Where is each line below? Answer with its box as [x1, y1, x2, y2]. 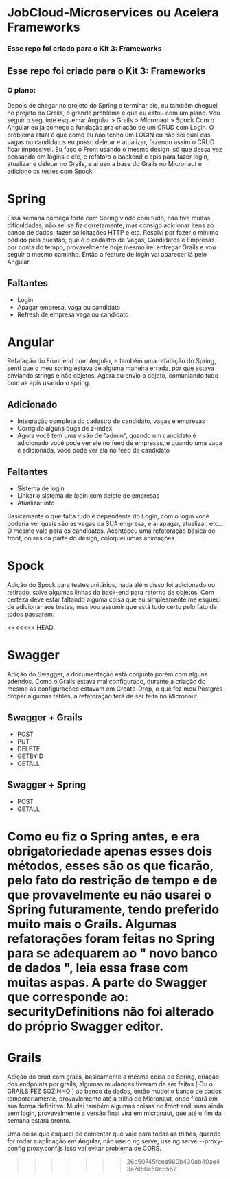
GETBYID [16, 752, 44, 760]
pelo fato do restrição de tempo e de [7, 872, 218, 888]
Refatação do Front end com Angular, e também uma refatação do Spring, [7, 357, 216, 365]
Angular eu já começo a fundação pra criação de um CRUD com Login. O [7, 123, 214, 131]
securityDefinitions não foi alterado [7, 1004, 214, 1019]
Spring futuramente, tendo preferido [7, 902, 220, 917]
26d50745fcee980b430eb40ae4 [126, 1157, 220, 1165]
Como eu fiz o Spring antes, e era [7, 829, 200, 844]
